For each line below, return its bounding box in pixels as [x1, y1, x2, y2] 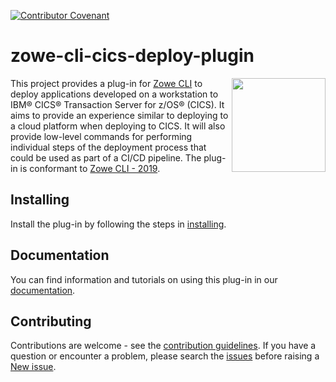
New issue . [10, 361, 57, 373]
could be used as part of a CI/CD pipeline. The [10, 151, 202, 164]
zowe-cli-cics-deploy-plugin [10, 45, 255, 67]
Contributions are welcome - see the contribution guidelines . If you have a [10, 340, 317, 352]
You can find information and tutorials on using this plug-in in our [10, 273, 278, 285]
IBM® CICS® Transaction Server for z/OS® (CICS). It [10, 98, 225, 110]
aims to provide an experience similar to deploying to [10, 109, 229, 121]
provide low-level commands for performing [10, 130, 193, 142]
